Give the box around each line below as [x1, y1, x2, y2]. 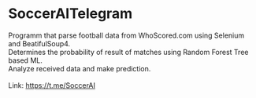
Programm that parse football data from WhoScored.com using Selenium [8, 31, 245, 40]
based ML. [8, 56, 43, 65]
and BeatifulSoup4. [8, 38, 71, 48]
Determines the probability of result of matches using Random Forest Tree [8, 47, 249, 56]
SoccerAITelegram [8, 5, 133, 23]
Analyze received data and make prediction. [8, 64, 151, 73]
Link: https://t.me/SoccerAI [8, 80, 96, 90]
